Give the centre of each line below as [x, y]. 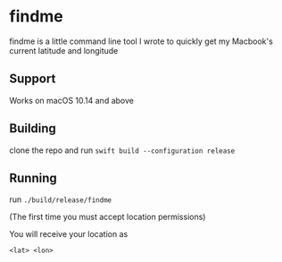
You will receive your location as [69, 234]
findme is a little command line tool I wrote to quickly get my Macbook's [141, 41]
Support [33, 79]
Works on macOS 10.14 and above [71, 100]
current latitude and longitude [64, 50]
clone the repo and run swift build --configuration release [122, 150]
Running [33, 177]
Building [33, 128]
